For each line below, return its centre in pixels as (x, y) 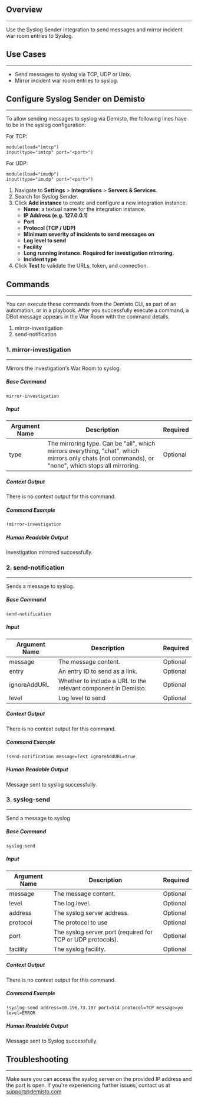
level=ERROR (21, 1013)
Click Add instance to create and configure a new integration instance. (101, 203)
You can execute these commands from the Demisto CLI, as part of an (91, 304)
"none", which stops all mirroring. (94, 466)
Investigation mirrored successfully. (49, 553)
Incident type (40, 259)
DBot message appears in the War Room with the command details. (88, 317)
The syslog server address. (91, 912)
